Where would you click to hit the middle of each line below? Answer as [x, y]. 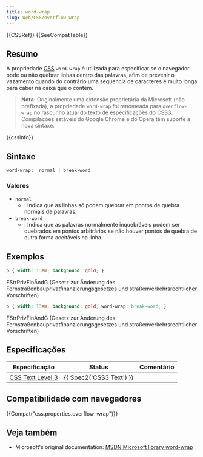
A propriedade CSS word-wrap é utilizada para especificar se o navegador [98, 69]
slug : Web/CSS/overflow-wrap [43, 18]
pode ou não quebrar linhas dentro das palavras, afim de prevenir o [90, 75]
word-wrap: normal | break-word [48, 171]
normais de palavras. [50, 212]
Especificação [34, 367]
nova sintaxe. [38, 126]
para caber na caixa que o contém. [50, 88]
